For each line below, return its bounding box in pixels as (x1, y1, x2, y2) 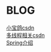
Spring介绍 (6, 39, 34, 46)
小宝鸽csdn (6, 24, 35, 31)
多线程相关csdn (6, 31, 45, 39)
